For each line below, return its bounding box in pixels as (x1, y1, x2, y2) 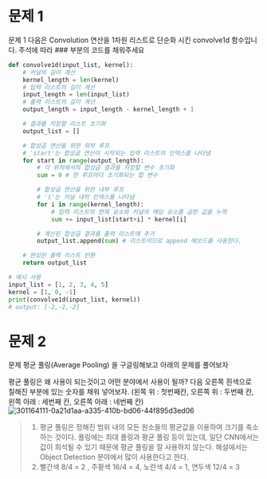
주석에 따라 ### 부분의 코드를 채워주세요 (18, 45, 145, 54)
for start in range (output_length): (22, 156, 145, 164)
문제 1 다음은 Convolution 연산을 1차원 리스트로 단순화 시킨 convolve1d (8, 35, 230, 45)
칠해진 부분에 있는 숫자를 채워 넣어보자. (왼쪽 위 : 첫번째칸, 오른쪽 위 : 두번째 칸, (8, 387, 254, 397)
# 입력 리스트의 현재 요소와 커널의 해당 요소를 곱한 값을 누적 (50, 208, 227, 216)
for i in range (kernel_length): (37, 200, 145, 208)
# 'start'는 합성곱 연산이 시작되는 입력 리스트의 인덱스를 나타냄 (22, 149, 211, 157)
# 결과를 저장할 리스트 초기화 (22, 120, 106, 128)
